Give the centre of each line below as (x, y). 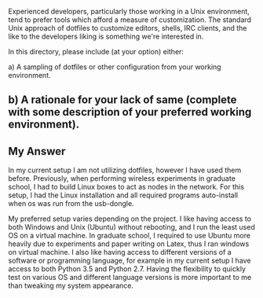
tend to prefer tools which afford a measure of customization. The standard (130, 20)
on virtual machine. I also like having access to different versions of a (120, 252)
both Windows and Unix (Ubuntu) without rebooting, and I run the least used (131, 227)
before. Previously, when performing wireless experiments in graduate (122, 178)
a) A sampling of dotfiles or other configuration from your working (115, 67)
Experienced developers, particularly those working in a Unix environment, (129, 11)
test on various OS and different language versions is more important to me (130, 278)
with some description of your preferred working (130, 112)
